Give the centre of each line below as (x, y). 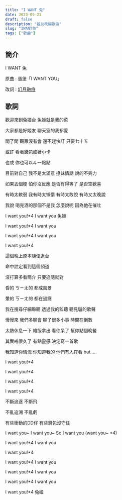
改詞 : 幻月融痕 (20, 89)
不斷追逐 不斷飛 (21, 401)
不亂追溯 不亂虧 (21, 412)
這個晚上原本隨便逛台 (27, 256)
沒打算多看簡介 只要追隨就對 (34, 277)
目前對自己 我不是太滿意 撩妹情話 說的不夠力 (51, 173)
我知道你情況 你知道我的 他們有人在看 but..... (51, 352)
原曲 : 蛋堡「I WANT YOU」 (33, 78)
